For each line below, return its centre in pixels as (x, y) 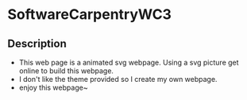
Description (37, 44)
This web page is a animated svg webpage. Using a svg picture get (129, 62)
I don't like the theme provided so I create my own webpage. (118, 79)
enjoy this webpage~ (53, 87)
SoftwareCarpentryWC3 (90, 15)
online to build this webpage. (66, 71)
